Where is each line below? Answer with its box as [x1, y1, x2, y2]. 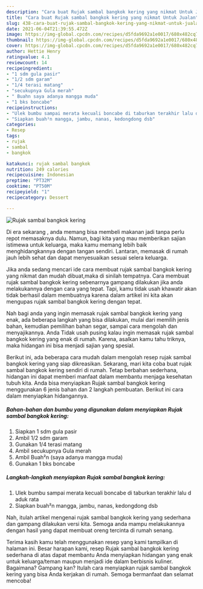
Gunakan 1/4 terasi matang [14, 441, 83, 448]
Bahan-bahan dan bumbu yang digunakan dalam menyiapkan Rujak [6, 406, 183, 413]
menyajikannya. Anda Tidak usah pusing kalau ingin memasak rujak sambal [6, 328, 194, 336]
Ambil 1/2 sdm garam [14, 434, 68, 441]
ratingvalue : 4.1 [6, 54, 50, 60]
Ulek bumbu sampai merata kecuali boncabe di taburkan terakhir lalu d [14, 489, 192, 496]
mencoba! [6, 577, 31, 584]
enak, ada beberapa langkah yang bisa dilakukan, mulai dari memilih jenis [6, 316, 189, 323]
